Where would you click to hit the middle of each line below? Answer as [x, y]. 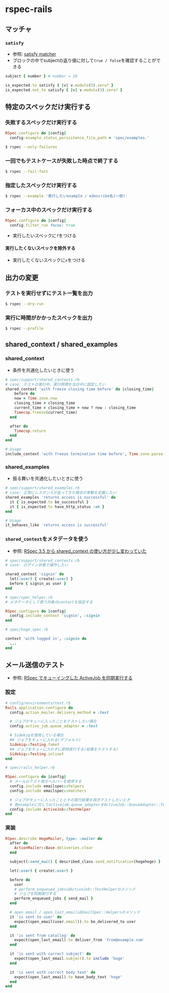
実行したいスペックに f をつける [44, 236]
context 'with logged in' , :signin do [46, 639]
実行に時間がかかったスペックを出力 [49, 318]
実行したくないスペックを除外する [40, 248]
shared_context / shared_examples [62, 344]
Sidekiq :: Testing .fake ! [34, 744]
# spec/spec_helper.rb [29, 597]
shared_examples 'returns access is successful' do [60, 497]
